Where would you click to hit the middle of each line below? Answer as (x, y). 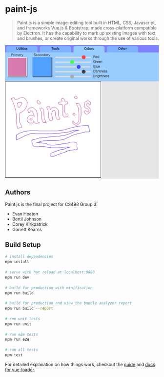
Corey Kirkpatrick (30, 224)
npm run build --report (29, 309)
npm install (17, 262)
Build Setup (23, 245)
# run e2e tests (21, 334)
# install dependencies (29, 257)
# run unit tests (23, 319)
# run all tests (21, 350)
